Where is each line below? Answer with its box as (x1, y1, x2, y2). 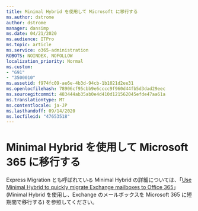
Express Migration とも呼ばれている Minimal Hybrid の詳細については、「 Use (6, 176, 192, 184)
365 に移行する (6, 155, 81, 169)
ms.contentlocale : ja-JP (6, 102, 68, 108)
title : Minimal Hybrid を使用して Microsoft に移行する (6, 8, 138, 15)
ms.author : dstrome (6, 14, 55, 20)
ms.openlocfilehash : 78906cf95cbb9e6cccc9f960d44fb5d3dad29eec (6, 86, 166, 92)
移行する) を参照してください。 (21, 199, 98, 206)
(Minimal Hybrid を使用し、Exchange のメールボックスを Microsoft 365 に (6, 191, 187, 199)
